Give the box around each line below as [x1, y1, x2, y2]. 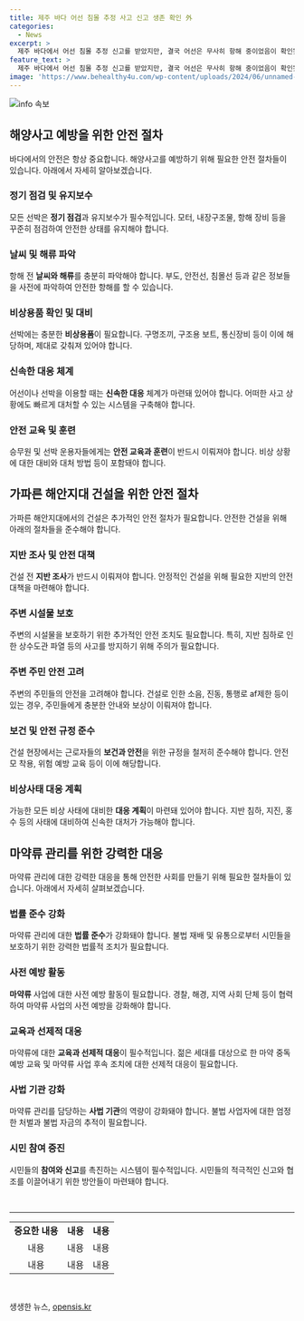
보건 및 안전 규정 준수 [9, 724, 95, 737]
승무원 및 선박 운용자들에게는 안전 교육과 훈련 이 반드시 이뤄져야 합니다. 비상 [9, 446, 274, 457]
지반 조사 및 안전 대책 [9, 548, 95, 561]
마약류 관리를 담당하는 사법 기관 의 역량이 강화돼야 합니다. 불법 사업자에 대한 [9, 1106, 274, 1117]
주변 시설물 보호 [9, 607, 74, 620]
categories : [9, 22, 54, 31]
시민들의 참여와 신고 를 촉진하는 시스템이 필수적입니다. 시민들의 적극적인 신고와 [9, 1164, 285, 1175]
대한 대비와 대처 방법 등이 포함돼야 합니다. [18, 457, 166, 468]
